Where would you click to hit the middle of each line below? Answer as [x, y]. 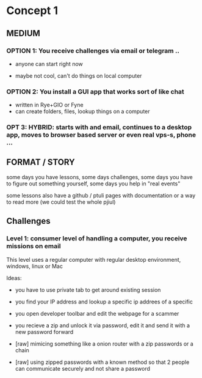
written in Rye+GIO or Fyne [49, 105]
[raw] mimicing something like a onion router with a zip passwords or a [104, 344]
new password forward [44, 332]
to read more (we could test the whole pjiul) [61, 202]
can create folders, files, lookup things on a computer [83, 111]
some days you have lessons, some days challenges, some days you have [100, 177]
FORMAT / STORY [41, 162]
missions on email [34, 246]
